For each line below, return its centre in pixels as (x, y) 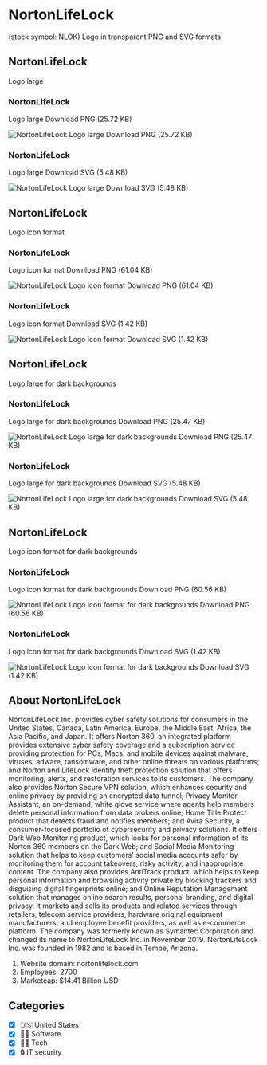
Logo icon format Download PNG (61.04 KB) (80, 270)
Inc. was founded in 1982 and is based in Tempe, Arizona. (103, 948)
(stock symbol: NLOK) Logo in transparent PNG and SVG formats (115, 37)
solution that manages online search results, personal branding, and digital (131, 898)
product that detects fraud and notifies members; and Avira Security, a (124, 821)
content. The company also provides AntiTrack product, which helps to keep (134, 872)
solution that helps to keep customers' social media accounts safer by (123, 855)
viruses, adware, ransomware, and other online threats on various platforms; (134, 762)
